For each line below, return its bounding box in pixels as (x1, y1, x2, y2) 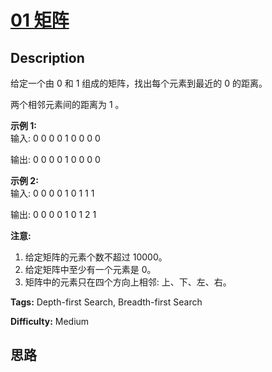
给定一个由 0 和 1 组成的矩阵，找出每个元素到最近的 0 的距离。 (10, 77, 268, 89)
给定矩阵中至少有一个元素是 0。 (24, 264, 157, 275)
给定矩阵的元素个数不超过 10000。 (24, 251, 168, 263)
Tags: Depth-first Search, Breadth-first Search (10, 296, 203, 308)
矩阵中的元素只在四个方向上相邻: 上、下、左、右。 (24, 276, 232, 288)
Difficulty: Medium (10, 316, 90, 327)
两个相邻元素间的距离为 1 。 (10, 99, 125, 110)
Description (10, 49, 85, 66)
